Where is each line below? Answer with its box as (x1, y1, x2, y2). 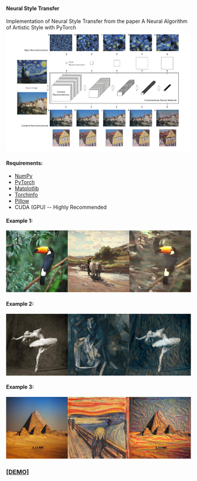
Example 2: (6, 300, 34, 308)
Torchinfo (14, 191, 38, 198)
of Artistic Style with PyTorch (6, 24, 76, 31)
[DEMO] (6, 467, 29, 476)
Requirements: (6, 159, 43, 166)
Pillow (14, 198, 29, 205)
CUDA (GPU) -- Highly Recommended (14, 203, 107, 211)
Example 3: (6, 383, 34, 390)
